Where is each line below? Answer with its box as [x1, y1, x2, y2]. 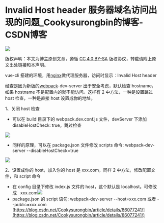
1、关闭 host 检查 [5, 106, 40, 111]
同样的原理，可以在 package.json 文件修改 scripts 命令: [12, 142, 124, 148]
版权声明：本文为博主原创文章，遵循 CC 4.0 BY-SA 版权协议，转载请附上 [5, 55, 152, 62]
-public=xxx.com [12, 201, 47, 207]
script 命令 [19, 173, 41, 179]
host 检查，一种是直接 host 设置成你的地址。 [5, 95, 96, 101]
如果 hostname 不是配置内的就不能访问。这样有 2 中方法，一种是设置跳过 [5, 89, 153, 95]
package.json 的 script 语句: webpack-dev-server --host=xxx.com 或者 [12, 196, 156, 202]
